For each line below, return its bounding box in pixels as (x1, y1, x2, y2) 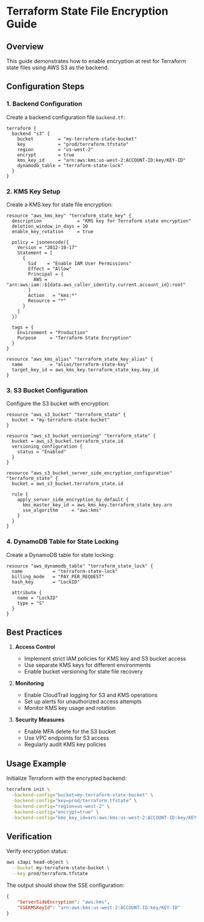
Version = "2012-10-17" (17, 244, 78, 250)
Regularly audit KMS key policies (24, 741, 106, 748)
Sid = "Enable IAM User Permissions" (28, 260, 132, 267)
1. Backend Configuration (6, 100, 83, 108)
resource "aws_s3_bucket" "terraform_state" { (6, 412, 126, 418)
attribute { (12, 589, 42, 596)
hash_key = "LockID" (12, 579, 80, 585)
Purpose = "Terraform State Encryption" (17, 335, 132, 341)
